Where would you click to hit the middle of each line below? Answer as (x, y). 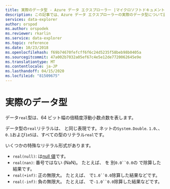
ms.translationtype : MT (30, 62)
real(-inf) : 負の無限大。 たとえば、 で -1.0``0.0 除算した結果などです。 (88, 181)
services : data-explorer (31, 19)
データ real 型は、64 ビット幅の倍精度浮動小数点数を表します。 (71, 118)
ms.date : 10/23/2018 (27, 48)
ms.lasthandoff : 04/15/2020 (35, 71)
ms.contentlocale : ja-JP (31, 66)
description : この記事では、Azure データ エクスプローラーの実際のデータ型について (84, 15)
